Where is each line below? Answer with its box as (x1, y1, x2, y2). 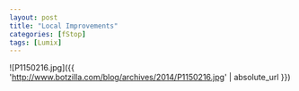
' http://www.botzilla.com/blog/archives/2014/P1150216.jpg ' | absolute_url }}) (9, 72, 291, 83)
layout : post (9, 12, 58, 22)
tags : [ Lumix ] (9, 37, 63, 47)
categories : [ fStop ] (9, 29, 87, 38)
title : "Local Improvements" (9, 21, 119, 30)
